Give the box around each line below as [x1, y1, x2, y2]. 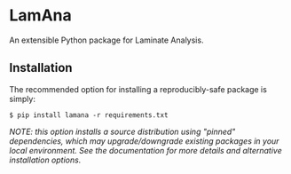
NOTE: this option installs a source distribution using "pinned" [9, 126, 236, 137]
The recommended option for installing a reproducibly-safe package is [9, 83, 268, 94]
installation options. [9, 154, 82, 165]
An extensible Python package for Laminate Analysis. [9, 35, 204, 45]
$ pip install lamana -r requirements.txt [9, 110, 169, 120]
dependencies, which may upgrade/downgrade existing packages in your [9, 135, 279, 146]
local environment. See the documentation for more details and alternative [9, 145, 282, 155]
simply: [9, 93, 35, 104]
